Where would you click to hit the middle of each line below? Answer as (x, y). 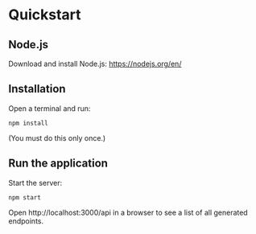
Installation (37, 89)
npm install (28, 123)
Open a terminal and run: (50, 108)
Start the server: (35, 183)
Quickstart (45, 15)
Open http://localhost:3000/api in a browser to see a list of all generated (128, 212)
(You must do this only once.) (57, 138)
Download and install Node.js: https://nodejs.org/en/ (95, 64)
